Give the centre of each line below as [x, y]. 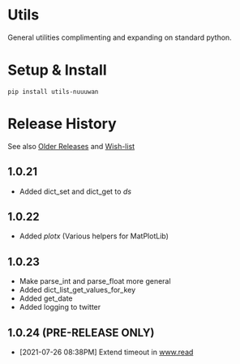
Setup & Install [57, 70]
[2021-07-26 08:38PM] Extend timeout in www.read [106, 352]
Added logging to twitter [60, 307]
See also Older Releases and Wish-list [71, 146]
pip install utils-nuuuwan [53, 92]
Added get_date [46, 298]
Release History [62, 124]
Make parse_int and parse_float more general [95, 281]
